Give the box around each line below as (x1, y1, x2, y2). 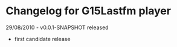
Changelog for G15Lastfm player (5, 4, 172, 18)
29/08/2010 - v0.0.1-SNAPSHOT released (5, 24, 109, 31)
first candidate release (14, 35, 71, 42)
